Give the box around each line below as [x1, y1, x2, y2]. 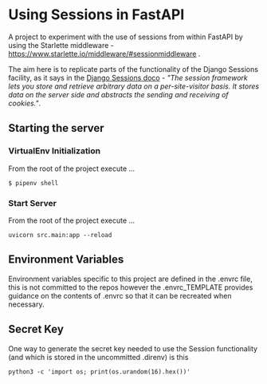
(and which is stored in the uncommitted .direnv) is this [8, 352, 189, 362]
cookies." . [8, 98, 41, 108]
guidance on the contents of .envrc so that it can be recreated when [8, 291, 232, 300]
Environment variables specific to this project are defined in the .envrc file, [8, 274, 253, 283]
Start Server [8, 197, 57, 208]
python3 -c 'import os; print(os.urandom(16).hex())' [8, 367, 191, 376]
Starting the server [8, 121, 105, 135]
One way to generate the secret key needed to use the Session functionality [8, 343, 257, 353]
